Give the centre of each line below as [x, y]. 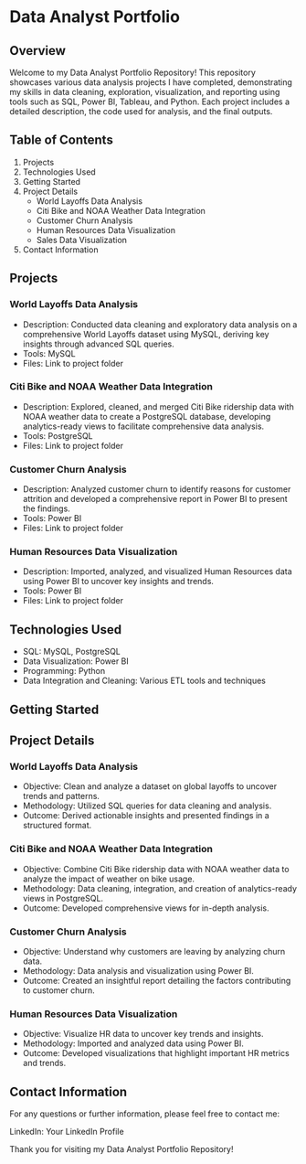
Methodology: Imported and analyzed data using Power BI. [133, 1043]
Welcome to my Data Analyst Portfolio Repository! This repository [132, 72]
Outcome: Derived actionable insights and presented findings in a [146, 816]
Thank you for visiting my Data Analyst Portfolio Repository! [121, 1148]
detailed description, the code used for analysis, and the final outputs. [141, 111]
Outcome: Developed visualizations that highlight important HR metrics [156, 1053]
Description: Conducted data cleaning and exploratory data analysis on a [160, 324]
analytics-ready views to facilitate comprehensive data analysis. [143, 426]
